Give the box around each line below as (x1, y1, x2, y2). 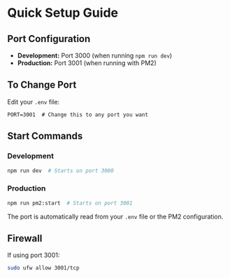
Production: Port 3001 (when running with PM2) (17, 59, 157, 67)
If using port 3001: (7, 251, 60, 260)
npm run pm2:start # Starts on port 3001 (7, 200, 133, 207)
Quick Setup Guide (7, 5, 119, 21)
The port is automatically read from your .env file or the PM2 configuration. (7, 212, 224, 221)
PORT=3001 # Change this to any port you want (7, 111, 149, 118)
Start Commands (7, 130, 83, 142)
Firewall (7, 232, 43, 244)
